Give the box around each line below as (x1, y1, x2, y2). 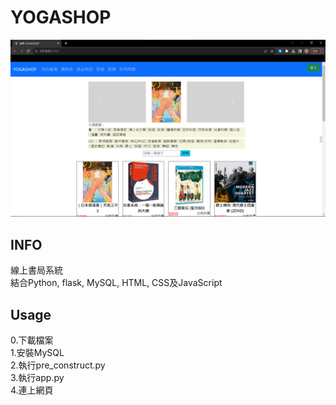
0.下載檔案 (10, 334, 54, 346)
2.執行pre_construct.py (10, 359, 106, 371)
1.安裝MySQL (10, 347, 65, 359)
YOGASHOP (10, 6, 112, 29)
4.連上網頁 (10, 384, 54, 396)
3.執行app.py (10, 372, 65, 384)
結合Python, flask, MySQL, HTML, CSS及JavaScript (10, 277, 223, 289)
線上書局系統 (10, 264, 63, 276)
